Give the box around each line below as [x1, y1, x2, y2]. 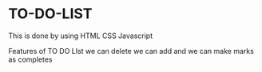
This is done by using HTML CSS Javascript [8, 31, 153, 40]
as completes [8, 55, 53, 64]
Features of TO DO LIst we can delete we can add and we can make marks [8, 46, 254, 55]
